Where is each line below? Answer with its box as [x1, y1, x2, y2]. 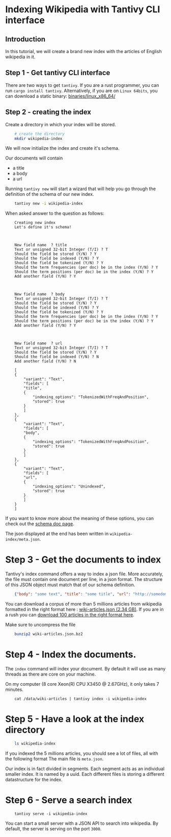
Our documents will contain [5, 155, 63, 161]
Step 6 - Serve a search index [5, 794, 132, 806]
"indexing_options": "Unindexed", [32, 484, 106, 489]
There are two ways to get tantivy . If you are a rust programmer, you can [5, 82, 159, 88]
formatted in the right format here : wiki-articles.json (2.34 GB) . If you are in [5, 607, 164, 613]
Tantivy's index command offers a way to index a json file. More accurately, [5, 571, 164, 577]
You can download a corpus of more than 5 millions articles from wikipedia [5, 601, 162, 607]
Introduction [5, 35, 46, 43]
